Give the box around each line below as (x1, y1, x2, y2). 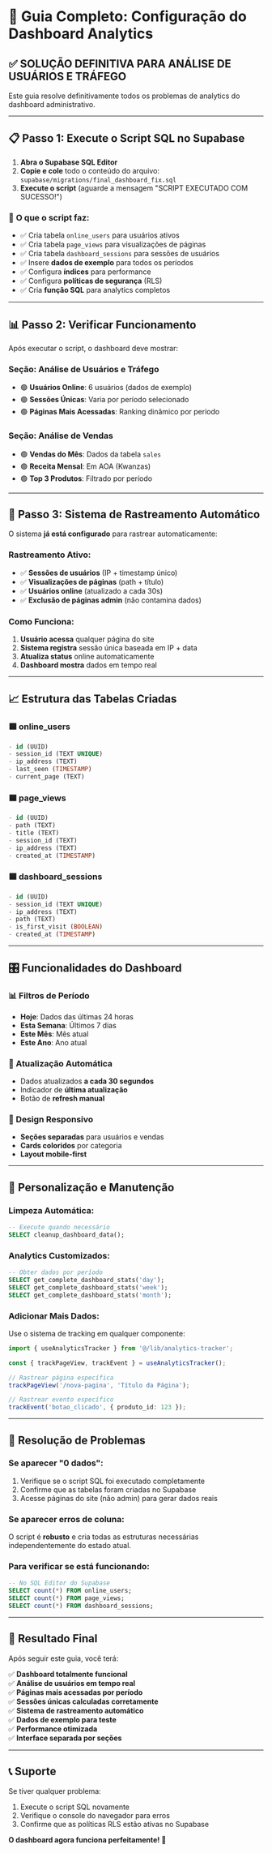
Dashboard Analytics (8, 24, 154, 43)
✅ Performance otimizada (8, 1723, 98, 1734)
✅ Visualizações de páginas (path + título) (19, 577, 164, 586)
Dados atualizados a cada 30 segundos (19, 1076, 155, 1086)
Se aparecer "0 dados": (8, 1457, 104, 1469)
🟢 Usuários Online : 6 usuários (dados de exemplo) (19, 383, 193, 392)
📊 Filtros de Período (8, 990, 91, 1002)
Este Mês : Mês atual (19, 1029, 89, 1039)
